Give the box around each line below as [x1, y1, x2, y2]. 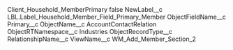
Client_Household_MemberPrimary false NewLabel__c [7, 6, 163, 13]
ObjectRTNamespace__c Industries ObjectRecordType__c [7, 28, 173, 35]
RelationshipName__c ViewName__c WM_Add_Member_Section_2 [7, 35, 197, 43]
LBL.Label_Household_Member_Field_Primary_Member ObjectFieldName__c [7, 12, 227, 21]
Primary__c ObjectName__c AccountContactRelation [7, 20, 157, 28]
